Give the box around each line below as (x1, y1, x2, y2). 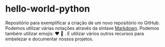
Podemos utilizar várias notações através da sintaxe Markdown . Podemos (5, 25, 159, 31)
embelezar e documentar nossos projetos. (5, 36, 94, 42)
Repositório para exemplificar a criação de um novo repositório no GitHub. (5, 20, 160, 26)
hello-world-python (5, 3, 90, 15)
